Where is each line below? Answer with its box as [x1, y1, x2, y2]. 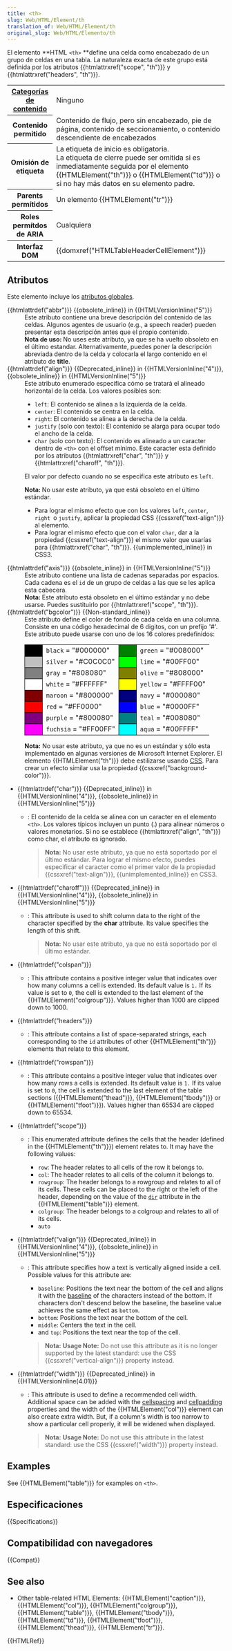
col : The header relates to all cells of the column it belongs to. [37, 1170, 215, 1179]
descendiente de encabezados [56, 133, 157, 142]
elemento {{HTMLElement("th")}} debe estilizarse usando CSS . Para [24, 756, 219, 765]
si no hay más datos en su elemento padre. [56, 178, 195, 188]
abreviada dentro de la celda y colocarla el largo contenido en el [24, 350, 207, 358]
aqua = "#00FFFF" [139, 724, 199, 734]
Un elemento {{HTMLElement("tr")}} [56, 195, 173, 205]
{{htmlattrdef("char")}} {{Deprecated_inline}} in [17, 785, 152, 793]
